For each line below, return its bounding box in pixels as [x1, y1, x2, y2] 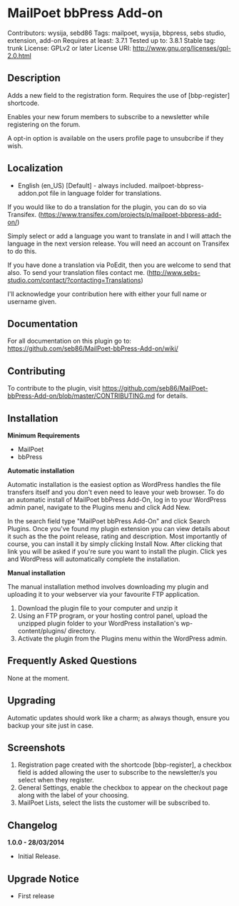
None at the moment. [7, 673, 70, 683]
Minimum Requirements [7, 431, 81, 440]
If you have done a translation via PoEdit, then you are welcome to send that [7, 261, 231, 269]
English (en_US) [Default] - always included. [17, 181, 148, 190]
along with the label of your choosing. [17, 791, 129, 800]
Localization [7, 162, 63, 174]
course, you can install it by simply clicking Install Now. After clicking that [7, 540, 223, 548]
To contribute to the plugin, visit [7, 384, 101, 393]
